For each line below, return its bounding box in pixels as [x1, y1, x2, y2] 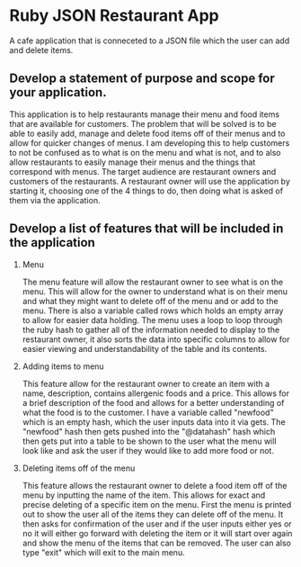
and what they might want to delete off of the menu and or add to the [22, 295, 279, 306]
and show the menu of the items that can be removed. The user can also [22, 537, 292, 548]
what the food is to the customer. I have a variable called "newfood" [22, 407, 274, 418]
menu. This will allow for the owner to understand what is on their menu [22, 285, 288, 297]
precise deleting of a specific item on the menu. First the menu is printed [22, 499, 292, 509]
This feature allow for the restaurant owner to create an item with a [22, 378, 270, 389]
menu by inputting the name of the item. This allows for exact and [22, 490, 266, 500]
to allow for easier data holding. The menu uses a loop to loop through [22, 314, 283, 325]
